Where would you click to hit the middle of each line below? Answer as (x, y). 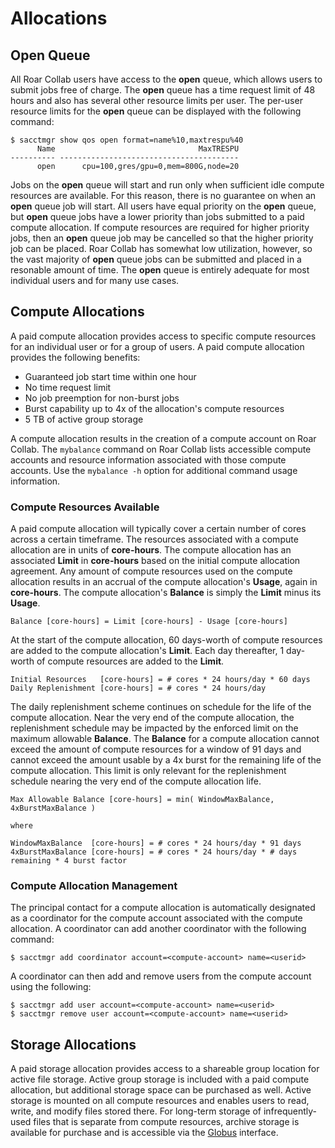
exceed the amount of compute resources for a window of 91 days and (156, 749)
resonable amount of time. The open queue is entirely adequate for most (160, 270)
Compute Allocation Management (94, 886)
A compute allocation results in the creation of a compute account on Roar (163, 438)
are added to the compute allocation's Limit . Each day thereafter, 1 (147, 651)
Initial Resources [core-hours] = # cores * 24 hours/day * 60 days (160, 680)
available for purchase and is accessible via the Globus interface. (144, 1133)
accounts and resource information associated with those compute (148, 459)
